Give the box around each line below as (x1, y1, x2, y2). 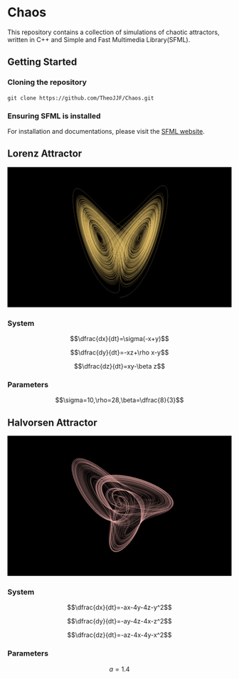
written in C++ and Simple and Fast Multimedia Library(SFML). (7, 35, 191, 43)
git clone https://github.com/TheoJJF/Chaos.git (7, 94, 154, 102)
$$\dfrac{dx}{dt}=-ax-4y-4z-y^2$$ (67, 603, 172, 612)
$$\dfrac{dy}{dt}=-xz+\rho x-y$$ (70, 348, 169, 357)
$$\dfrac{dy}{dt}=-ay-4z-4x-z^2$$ (67, 617, 172, 626)
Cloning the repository (7, 78, 87, 88)
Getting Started (7, 56, 78, 68)
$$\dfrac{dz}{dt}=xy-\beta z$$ (73, 362, 166, 371)
